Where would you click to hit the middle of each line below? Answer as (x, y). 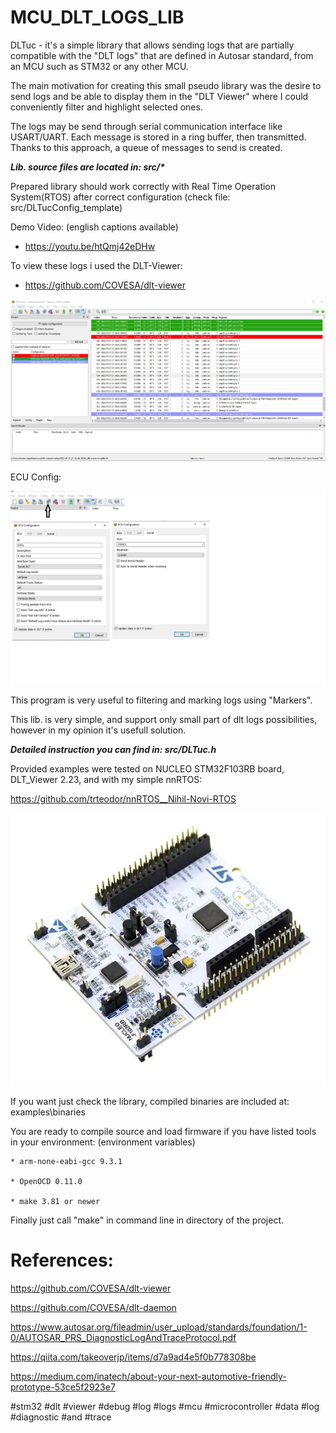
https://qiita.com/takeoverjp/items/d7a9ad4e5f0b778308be (133, 1357)
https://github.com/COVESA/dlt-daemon (93, 1308)
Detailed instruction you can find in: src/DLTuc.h (113, 750)
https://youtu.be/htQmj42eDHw (90, 246)
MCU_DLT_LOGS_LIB (97, 17)
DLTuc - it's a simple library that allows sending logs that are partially (152, 45)
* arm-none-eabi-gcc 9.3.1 (66, 1162)
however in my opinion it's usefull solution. (98, 730)
